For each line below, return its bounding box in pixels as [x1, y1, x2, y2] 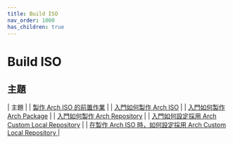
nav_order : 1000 [7, 17, 55, 24]
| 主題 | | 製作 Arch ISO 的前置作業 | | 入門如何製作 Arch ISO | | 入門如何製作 [7, 103, 225, 112]
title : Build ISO [7, 10, 58, 18]
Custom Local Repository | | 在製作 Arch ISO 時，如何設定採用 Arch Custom [7, 121, 227, 129]
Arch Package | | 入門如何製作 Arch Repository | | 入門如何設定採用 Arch [7, 112, 217, 120]
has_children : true [7, 23, 65, 30]
